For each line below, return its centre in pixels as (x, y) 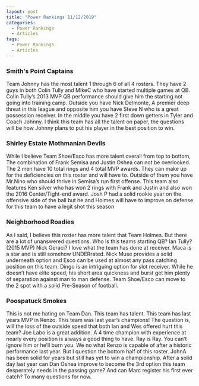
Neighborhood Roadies (40, 222)
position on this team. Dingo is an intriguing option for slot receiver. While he (99, 266)
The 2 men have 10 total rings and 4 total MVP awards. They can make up (97, 169)
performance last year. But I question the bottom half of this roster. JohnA (96, 351)
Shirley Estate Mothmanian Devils (56, 143)
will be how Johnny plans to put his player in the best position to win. (91, 128)
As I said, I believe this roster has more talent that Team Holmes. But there (97, 235)
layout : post (22, 12)
